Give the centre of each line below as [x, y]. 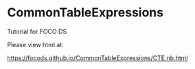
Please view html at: [35, 44]
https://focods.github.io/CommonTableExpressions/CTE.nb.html [97, 58]
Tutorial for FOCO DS [37, 31]
